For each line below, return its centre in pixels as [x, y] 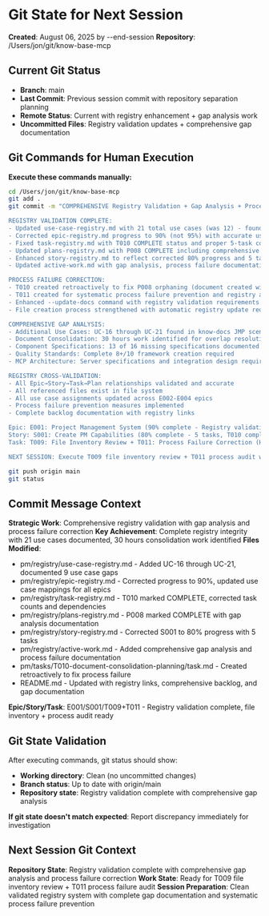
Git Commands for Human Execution [101, 158]
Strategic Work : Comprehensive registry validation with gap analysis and [129, 523]
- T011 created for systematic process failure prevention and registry [132, 295]
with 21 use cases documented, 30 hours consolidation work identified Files [134, 540]
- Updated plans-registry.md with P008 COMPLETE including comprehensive [134, 251]
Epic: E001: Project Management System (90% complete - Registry [119, 428]
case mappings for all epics [65, 589]
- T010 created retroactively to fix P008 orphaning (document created [130, 287]
